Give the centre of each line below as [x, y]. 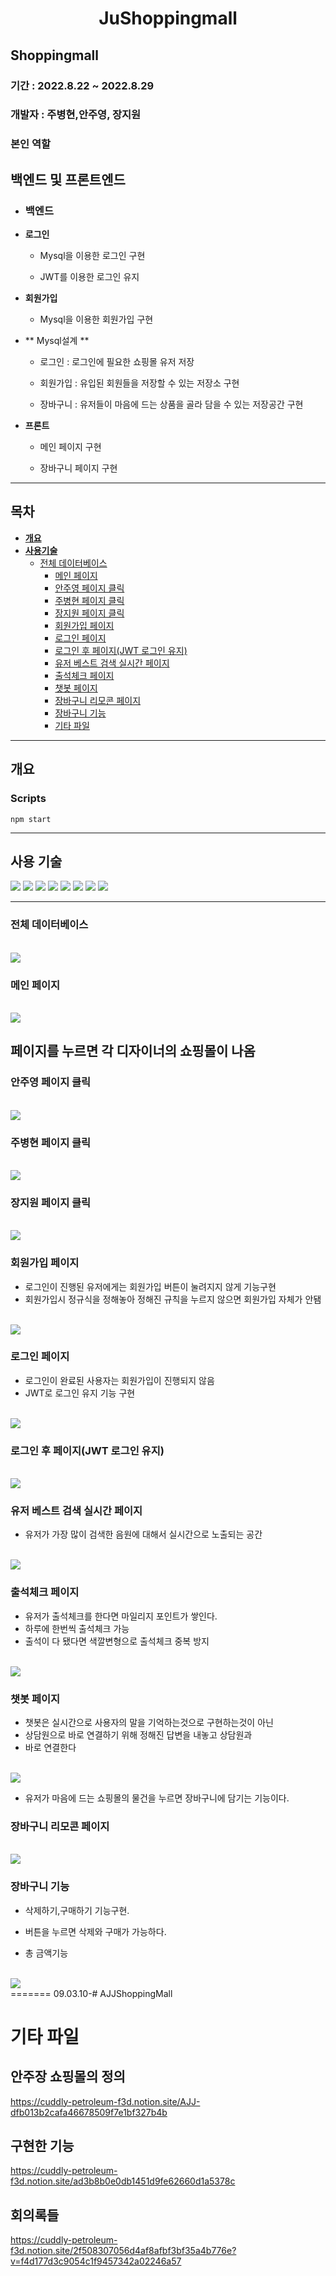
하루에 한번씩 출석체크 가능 [77, 1628]
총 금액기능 [46, 1953]
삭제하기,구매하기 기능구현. [77, 1910]
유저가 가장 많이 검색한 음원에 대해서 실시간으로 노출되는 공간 [143, 1534]
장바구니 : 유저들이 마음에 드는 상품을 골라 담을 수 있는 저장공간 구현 [171, 404]
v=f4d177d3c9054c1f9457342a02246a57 [96, 2261]
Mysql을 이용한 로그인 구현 [92, 256]
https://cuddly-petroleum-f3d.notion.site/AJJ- [105, 2101]
